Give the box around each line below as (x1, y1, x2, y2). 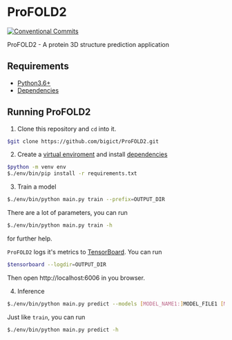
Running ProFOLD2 (7, 106, 91, 118)
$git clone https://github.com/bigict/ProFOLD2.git (7, 138, 159, 145)
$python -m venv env (7, 164, 67, 171)
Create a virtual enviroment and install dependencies (17, 150, 168, 159)
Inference (17, 287, 45, 295)
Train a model (17, 182, 57, 191)
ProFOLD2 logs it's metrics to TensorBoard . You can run (7, 247, 162, 256)
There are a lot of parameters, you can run (7, 209, 128, 217)
